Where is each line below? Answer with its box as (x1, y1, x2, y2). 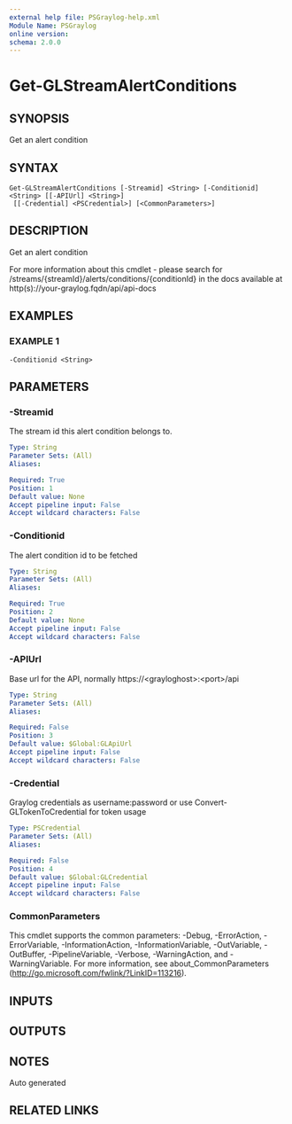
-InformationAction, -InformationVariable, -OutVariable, (61, 940, 263, 950)
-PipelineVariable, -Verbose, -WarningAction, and (48, 949, 228, 960)
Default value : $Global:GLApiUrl (9, 739, 133, 749)
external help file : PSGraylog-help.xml (9, 12, 161, 22)
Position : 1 (9, 484, 53, 493)
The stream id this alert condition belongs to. (9, 426, 173, 437)
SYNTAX (9, 160, 59, 176)
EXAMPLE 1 (9, 335, 60, 347)
